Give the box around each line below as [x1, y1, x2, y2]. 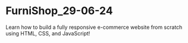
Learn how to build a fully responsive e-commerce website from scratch [5, 24, 183, 31]
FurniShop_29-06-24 [5, 4, 114, 18]
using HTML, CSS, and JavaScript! [5, 29, 90, 37]
